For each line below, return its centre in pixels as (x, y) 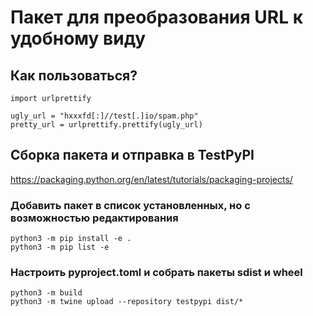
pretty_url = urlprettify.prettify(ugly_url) (106, 125)
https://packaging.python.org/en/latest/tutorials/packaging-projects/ (151, 179)
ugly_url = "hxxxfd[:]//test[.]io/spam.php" (104, 116)
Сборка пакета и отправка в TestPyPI (132, 155)
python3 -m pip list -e (60, 247)
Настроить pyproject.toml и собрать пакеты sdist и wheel (156, 273)
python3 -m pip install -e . (71, 239)
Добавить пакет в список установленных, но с (130, 205)
